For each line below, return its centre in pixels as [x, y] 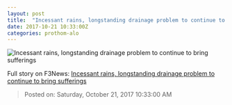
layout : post [26, 14]
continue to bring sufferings [47, 81]
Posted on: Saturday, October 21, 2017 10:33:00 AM [98, 95]
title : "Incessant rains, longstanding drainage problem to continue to [116, 20]
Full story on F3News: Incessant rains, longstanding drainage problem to [111, 74]
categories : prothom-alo [43, 33]
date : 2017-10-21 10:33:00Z [48, 26]
